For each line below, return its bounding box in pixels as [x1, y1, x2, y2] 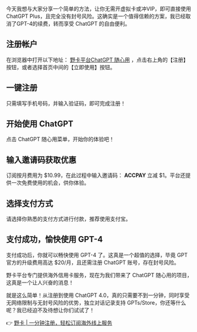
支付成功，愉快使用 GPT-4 [6, 234, 103, 244]
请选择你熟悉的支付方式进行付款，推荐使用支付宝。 [6, 215, 131, 222]
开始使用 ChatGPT [6, 119, 74, 129]
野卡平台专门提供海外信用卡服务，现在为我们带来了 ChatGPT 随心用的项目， [6, 271, 193, 278]
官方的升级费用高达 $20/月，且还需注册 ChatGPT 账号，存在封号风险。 [6, 259, 180, 266]
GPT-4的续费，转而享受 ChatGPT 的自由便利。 [16, 20, 131, 27]
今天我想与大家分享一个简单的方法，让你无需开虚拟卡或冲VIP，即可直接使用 [6, 5, 192, 12]
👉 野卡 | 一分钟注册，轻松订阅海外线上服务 [6, 319, 113, 326]
